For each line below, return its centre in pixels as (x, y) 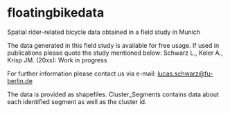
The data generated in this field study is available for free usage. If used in (113, 45)
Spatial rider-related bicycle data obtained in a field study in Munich (104, 32)
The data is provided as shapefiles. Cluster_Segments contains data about (113, 94)
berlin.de (20, 80)
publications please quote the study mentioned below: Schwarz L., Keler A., (115, 53)
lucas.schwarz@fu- (185, 73)
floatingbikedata (56, 13)
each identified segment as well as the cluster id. (77, 101)
